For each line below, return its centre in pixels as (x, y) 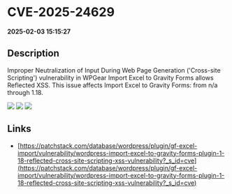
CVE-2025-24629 (61, 12)
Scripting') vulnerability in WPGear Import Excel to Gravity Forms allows (111, 77)
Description (33, 53)
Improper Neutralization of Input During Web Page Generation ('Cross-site (114, 70)
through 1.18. (25, 92)
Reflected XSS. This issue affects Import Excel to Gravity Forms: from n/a (113, 85)
